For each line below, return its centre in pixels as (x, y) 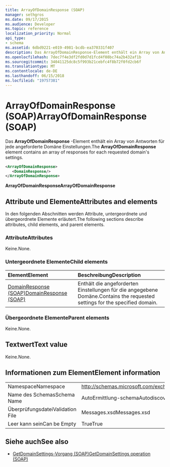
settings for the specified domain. (118, 302)
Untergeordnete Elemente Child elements (56, 262)
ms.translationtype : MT (30, 66)
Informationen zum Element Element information (83, 373)
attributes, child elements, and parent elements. (55, 225)
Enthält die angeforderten (108, 283)
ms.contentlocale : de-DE (31, 71)
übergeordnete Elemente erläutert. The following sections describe (74, 219)
